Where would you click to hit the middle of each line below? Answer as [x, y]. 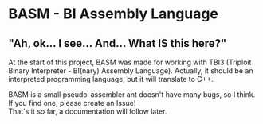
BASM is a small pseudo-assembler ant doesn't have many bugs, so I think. [132, 95]
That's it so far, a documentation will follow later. [88, 111]
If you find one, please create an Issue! [72, 103]
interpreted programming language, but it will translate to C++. [111, 79]
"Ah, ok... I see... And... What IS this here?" [118, 43]
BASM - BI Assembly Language [114, 14]
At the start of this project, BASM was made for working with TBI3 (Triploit [130, 62]
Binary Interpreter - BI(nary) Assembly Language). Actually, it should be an [131, 71]
